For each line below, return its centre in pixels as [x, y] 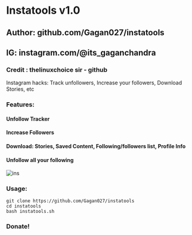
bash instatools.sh [30, 212]
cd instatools [24, 206]
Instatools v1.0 [43, 10]
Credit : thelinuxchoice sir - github [57, 69]
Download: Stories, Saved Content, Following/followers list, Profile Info [96, 146]
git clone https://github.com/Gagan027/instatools [70, 201]
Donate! [18, 227]
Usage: [17, 189]
